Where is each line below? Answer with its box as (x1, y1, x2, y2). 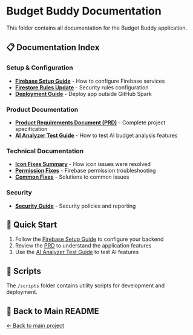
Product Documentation (6, 105, 79, 113)
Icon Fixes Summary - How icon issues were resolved (15, 161, 151, 168)
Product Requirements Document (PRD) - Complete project (15, 119, 166, 126)
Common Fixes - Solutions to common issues (15, 173, 129, 180)
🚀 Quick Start (6, 219, 57, 230)
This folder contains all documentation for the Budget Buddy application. (6, 24, 188, 31)
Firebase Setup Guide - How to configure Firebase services (15, 77, 165, 85)
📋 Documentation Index (6, 42, 100, 53)
